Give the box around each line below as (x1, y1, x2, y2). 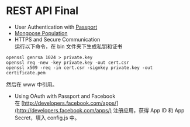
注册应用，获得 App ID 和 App (113, 107, 185, 114)
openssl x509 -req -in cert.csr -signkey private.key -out (6, 64, 153, 71)
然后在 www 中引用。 (6, 81, 58, 88)
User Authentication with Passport (14, 23, 98, 30)
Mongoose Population (14, 29, 68, 36)
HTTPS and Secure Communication (14, 36, 101, 43)
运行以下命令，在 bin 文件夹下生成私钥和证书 (14, 43, 123, 50)
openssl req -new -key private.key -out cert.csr (6, 60, 130, 66)
